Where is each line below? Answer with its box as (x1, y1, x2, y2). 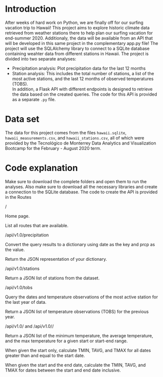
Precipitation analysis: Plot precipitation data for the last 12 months (12, 65, 146, 71)
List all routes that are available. (5, 222, 69, 228)
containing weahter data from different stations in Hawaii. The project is (5, 50, 149, 57)
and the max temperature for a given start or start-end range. (5, 338, 128, 344)
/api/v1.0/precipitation (5, 232, 49, 238)
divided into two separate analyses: (5, 56, 76, 62)
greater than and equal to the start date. (5, 353, 85, 358)
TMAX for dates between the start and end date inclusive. (5, 367, 121, 373)
